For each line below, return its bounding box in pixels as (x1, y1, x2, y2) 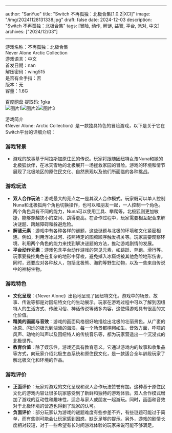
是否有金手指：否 (5, 75, 41, 81)
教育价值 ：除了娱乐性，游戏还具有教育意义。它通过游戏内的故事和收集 (12, 344, 161, 350)
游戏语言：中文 (5, 56, 37, 62)
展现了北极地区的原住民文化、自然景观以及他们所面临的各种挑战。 (12, 168, 152, 175)
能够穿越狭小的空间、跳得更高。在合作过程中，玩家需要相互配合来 (21, 214, 161, 221)
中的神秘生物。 (12, 266, 45, 272)
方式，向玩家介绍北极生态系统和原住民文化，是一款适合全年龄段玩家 (17, 350, 161, 356)
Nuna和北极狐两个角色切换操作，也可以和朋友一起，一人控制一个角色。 (12, 201, 163, 208)
